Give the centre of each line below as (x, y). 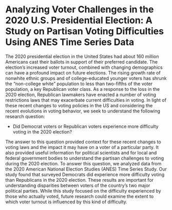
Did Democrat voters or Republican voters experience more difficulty (85, 126)
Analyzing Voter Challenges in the (80, 9)
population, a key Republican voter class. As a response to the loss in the (83, 89)
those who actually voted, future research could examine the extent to (80, 196)
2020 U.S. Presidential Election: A (79, 20)
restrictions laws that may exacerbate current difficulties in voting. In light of (86, 100)
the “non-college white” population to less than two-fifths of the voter (79, 84)
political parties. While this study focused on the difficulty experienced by (83, 190)
